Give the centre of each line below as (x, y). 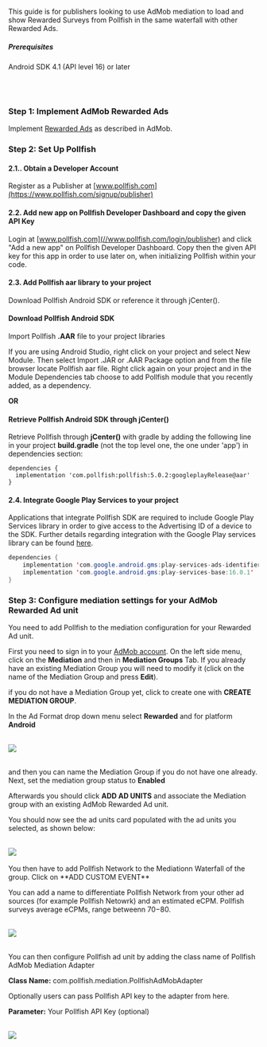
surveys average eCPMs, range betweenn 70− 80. (90, 910)
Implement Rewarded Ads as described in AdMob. (91, 129)
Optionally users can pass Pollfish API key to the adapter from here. (119, 996)
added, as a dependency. (50, 385)
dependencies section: (46, 454)
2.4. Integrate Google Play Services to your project (93, 500)
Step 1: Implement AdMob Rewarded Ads (89, 111)
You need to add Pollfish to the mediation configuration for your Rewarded (130, 628)
